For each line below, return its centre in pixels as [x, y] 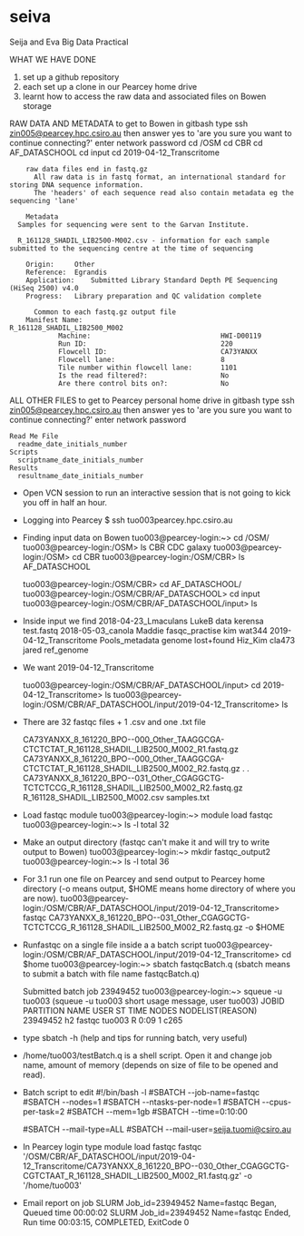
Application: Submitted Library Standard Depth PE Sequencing [152, 280]
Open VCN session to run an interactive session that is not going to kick [157, 493]
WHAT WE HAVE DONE [53, 59]
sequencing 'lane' [44, 201]
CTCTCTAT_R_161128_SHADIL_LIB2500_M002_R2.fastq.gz [131, 768]
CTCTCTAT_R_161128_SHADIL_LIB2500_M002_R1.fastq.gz [130, 749]
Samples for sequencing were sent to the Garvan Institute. [133, 224]
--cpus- [277, 1102]
